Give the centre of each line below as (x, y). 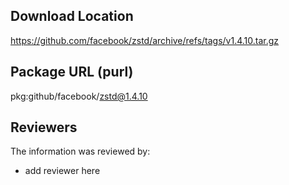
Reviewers (44, 127)
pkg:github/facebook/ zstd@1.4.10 (79, 96)
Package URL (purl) (72, 72)
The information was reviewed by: (80, 151)
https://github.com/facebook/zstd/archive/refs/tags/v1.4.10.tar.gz (145, 40)
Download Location (72, 16)
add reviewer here (62, 171)
